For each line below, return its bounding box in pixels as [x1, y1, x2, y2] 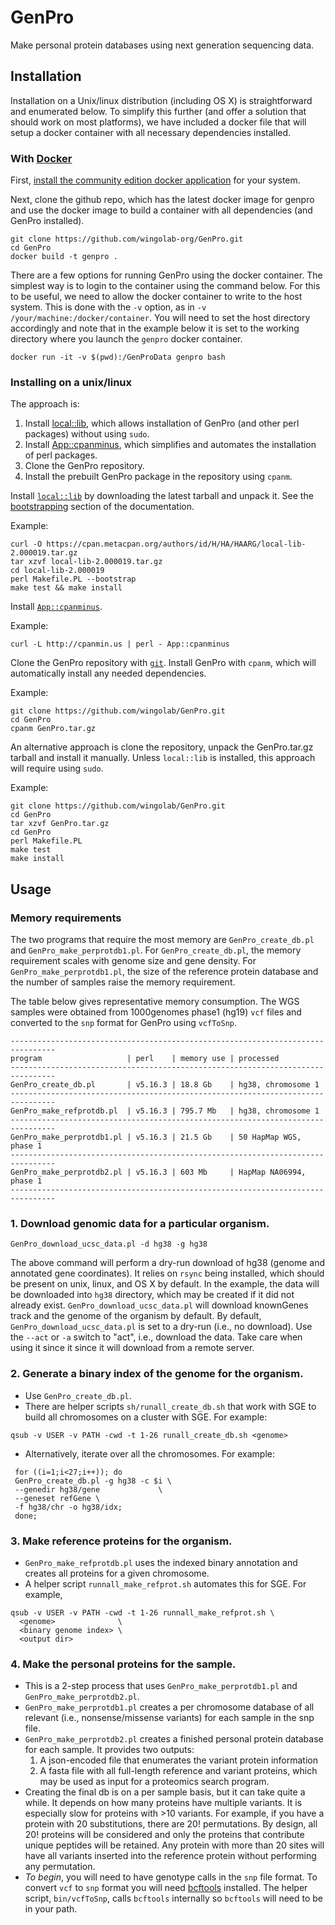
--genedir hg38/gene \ [14, 1484, 163, 1495]
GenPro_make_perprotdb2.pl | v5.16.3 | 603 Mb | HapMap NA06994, [10, 1167, 307, 1178]
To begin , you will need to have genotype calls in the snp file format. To [24, 1871, 318, 1883]
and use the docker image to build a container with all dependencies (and [10, 204, 313, 216]
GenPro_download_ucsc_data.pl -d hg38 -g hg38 [10, 1239, 208, 1250]
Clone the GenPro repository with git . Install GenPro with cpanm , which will [10, 657, 317, 669]
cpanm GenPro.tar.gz [10, 724, 97, 734]
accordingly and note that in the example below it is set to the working [10, 322, 300, 335]
